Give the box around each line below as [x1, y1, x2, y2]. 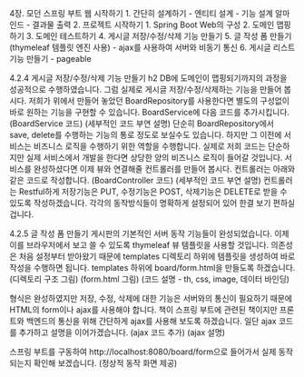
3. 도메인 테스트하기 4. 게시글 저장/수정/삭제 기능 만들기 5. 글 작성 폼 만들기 [25, 31, 292, 41]
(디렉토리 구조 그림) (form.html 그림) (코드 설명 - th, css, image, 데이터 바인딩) [9, 273, 290, 284]
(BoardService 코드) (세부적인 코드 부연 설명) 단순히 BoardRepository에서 [9, 118, 275, 129]
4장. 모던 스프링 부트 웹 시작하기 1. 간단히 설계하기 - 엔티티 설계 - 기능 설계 [9, 8, 274, 18]
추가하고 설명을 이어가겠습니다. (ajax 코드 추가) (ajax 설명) [18, 327, 225, 338]
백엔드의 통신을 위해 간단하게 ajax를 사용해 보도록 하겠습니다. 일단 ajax [25, 316, 277, 326]
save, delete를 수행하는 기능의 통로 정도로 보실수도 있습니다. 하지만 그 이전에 [9, 130, 282, 140]
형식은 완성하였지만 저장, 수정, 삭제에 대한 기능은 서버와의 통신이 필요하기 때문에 [9, 293, 293, 303]
